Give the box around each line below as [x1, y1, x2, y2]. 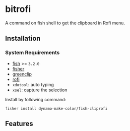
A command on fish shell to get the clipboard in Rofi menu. [5, 20, 125, 26]
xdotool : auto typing [12, 81, 54, 87]
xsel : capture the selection [12, 87, 67, 93]
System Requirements [5, 49, 60, 56]
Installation [5, 34, 41, 43]
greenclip [12, 71, 32, 77]
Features [5, 120, 33, 128]
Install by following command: [5, 96, 66, 102]
